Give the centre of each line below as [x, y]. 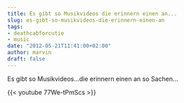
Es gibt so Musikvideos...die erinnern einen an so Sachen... [93, 79]
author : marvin [29, 53]
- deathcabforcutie [36, 33]
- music [19, 40]
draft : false [26, 59]
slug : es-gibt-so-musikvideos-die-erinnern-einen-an [86, 20]
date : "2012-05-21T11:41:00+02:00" [59, 46]
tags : [15, 26]
